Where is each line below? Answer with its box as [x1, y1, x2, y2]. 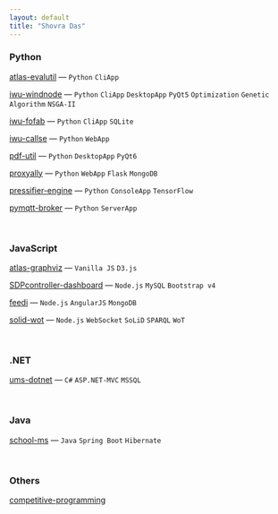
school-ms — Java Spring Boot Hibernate [9, 434, 162, 445]
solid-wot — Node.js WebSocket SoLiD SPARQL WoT [9, 314, 186, 325]
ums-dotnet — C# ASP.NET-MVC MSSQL [9, 374, 141, 385]
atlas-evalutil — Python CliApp [9, 71, 119, 81]
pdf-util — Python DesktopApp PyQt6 [9, 150, 138, 161]
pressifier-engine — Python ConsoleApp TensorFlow [9, 184, 194, 195]
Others [9, 474, 40, 486]
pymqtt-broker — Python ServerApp [9, 202, 138, 213]
